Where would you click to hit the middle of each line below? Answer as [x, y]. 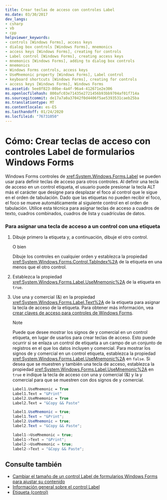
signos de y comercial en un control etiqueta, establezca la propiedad [84, 353]
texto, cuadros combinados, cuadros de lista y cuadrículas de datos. [75, 213]
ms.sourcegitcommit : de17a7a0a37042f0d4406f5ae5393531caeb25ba [72, 98]
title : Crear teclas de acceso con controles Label [60, 10]
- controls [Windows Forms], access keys [49, 42]
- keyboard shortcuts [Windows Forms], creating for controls [71, 79]
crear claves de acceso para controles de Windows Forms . [73, 313]
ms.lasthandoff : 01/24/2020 [34, 112]
